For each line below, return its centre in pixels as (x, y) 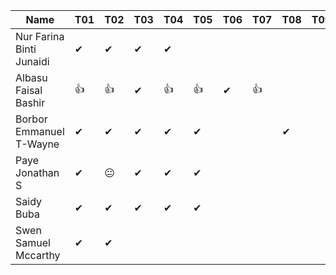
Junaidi (32, 61)
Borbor (31, 119)
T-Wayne (37, 144)
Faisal (29, 90)
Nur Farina (40, 36)
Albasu (31, 77)
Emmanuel (40, 131)
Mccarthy (38, 255)
